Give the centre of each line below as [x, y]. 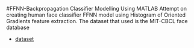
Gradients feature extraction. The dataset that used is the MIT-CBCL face [97, 21]
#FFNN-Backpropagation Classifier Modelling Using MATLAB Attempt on [96, 9]
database [18, 27]
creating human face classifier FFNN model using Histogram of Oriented [96, 15]
